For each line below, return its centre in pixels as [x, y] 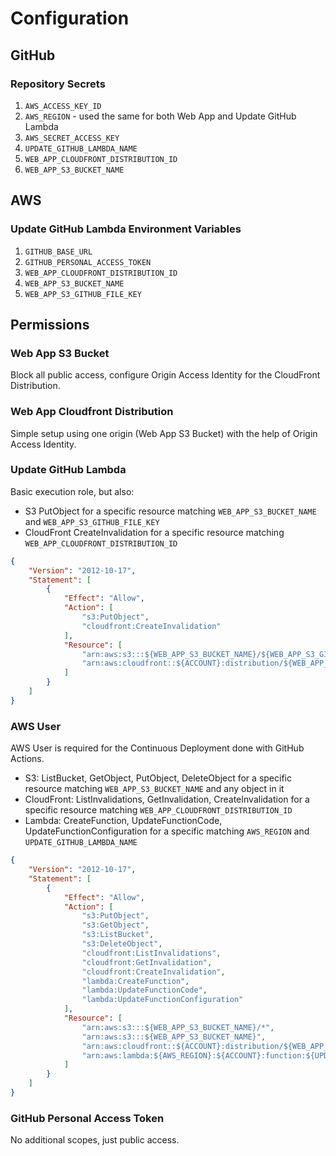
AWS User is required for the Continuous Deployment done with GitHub [157, 748]
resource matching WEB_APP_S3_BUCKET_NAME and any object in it [154, 789]
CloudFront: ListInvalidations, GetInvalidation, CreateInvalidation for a [167, 799]
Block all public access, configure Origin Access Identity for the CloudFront [165, 375]
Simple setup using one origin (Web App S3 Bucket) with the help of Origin [164, 433]
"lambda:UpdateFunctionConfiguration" [162, 1000]
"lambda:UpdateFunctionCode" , [144, 990]
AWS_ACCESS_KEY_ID [63, 106]
